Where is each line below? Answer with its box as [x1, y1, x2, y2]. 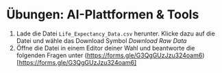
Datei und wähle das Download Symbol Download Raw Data [16, 36, 187, 44]
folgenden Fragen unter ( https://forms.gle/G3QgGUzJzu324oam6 [16, 51, 203, 59]
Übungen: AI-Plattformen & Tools [6, 7, 199, 23]
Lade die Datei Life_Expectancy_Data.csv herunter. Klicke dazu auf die [16, 29, 215, 38]
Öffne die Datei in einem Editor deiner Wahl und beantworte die [16, 44, 195, 52]
